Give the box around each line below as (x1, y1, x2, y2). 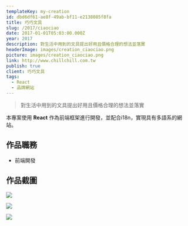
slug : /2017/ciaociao (6, 25, 59, 31)
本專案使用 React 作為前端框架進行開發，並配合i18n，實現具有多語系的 (6, 114, 177, 121)
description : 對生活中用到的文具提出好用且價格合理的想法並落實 (6, 42, 146, 47)
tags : (6, 74, 19, 80)
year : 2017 (6, 36, 33, 42)
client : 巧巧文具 (6, 69, 45, 74)
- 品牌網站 (11, 85, 35, 91)
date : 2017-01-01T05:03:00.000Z (6, 30, 85, 36)
